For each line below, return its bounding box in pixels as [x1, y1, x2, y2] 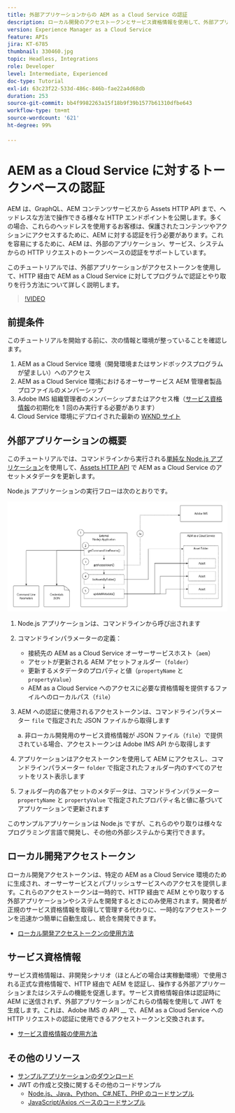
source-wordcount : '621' [7, 115, 80, 122]
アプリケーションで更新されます [17, 804, 110, 812]
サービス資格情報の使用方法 [17, 1030, 98, 1038]
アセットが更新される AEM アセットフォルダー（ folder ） [27, 657, 192, 666]
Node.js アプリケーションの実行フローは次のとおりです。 [7, 487, 171, 496]
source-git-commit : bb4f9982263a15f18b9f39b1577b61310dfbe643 [7, 100, 192, 107]
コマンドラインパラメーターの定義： [17, 633, 122, 642]
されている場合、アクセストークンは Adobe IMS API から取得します [17, 740, 211, 748]
